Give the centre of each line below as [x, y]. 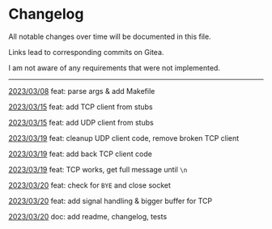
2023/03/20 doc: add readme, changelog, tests [88, 216]
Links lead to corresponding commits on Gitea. [86, 52]
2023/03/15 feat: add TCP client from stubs [81, 107]
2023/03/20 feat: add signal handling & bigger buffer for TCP [110, 201]
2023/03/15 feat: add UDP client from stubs [81, 122]
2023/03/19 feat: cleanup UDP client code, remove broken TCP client [124, 138]
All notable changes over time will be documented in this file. [110, 36]
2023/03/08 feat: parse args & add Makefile [82, 91]
